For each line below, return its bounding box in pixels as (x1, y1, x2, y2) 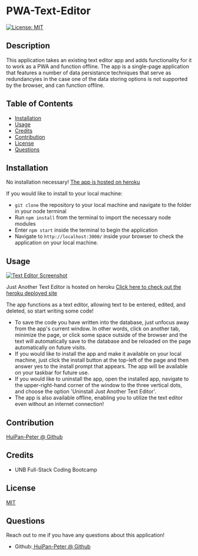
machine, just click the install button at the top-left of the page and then (14, 356, 189, 364)
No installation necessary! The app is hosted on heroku (6, 178, 140, 186)
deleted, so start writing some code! (6, 307, 94, 314)
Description (6, 41, 50, 51)
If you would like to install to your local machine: (6, 190, 123, 197)
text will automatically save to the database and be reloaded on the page (14, 338, 192, 345)
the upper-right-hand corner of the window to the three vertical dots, (14, 382, 183, 389)
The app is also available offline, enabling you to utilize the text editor (14, 394, 183, 401)
